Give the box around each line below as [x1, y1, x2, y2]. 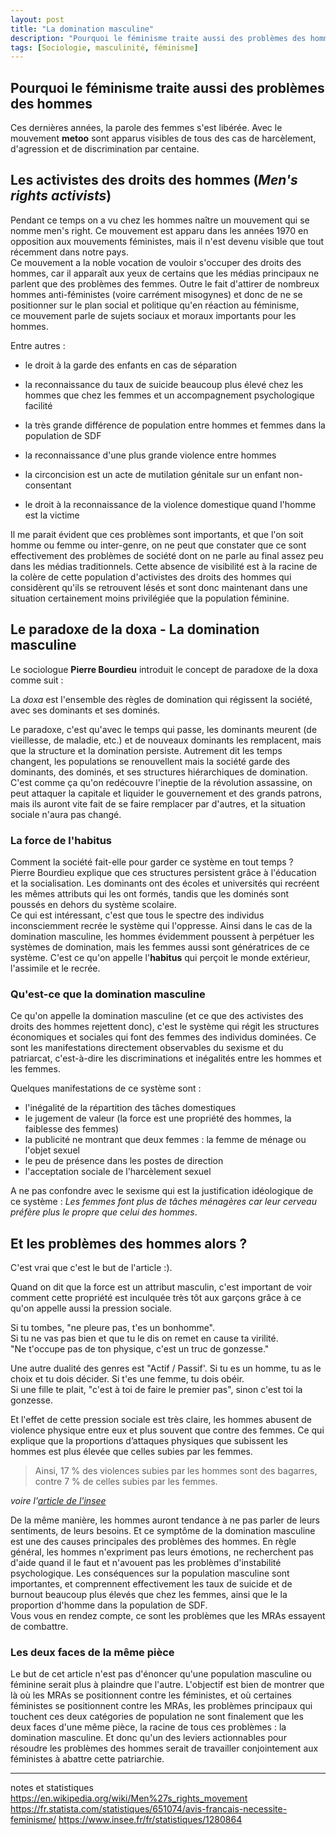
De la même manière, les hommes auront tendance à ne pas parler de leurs [10, 1514, 320, 1526]
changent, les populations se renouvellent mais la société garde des [10, 755, 291, 767]
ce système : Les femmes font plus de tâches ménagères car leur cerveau [10, 1196, 317, 1208]
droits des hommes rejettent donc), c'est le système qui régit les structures [10, 1021, 320, 1033]
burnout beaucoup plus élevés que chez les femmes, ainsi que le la [10, 1589, 288, 1601]
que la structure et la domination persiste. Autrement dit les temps [10, 744, 283, 756]
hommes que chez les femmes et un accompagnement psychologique [24, 389, 315, 401]
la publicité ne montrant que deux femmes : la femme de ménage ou [24, 1134, 307, 1146]
